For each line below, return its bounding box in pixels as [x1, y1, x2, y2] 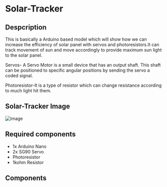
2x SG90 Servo [12, 148, 44, 154]
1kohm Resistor [12, 159, 44, 165]
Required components [5, 130, 76, 138]
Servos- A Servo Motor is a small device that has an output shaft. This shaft [5, 62, 161, 68]
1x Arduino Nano [12, 143, 46, 149]
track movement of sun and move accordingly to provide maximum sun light [5, 47, 162, 53]
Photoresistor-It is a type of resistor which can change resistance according [5, 82, 162, 88]
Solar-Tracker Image [5, 102, 70, 111]
